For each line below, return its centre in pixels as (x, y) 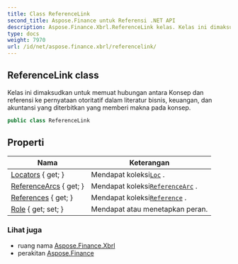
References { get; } (42, 197)
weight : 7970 (27, 40)
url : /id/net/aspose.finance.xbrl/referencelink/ (82, 47)
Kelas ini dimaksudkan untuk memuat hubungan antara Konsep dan (106, 92)
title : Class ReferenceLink (49, 14)
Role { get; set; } (37, 209)
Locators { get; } (38, 174)
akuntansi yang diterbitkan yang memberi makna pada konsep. (99, 108)
